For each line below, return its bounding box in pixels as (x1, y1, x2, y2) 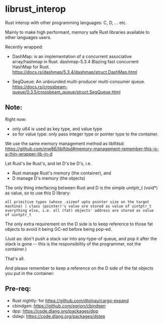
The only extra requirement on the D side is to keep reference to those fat (5, 221, 153, 227)
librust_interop (5, 3, 66, 15)
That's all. (5, 255, 25, 261)
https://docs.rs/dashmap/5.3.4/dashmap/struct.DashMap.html (12, 69, 138, 75)
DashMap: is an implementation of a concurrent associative (12, 53, 132, 59)
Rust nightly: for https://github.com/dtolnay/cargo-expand (12, 297, 129, 303)
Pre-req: (5, 285, 31, 293)
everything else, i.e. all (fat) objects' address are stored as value (5, 208, 154, 213)
